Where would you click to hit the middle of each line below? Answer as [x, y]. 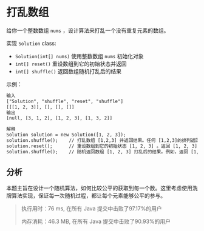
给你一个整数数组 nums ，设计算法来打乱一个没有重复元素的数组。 [88, 30]
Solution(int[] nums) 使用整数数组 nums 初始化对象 [79, 56]
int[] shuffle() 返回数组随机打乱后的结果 [68, 71]
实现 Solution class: [31, 43]
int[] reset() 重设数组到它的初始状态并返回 [71, 64]
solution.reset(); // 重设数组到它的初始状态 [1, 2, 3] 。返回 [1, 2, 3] [102, 146]
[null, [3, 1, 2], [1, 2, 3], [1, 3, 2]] [59, 118]
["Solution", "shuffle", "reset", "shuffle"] [65, 101]
